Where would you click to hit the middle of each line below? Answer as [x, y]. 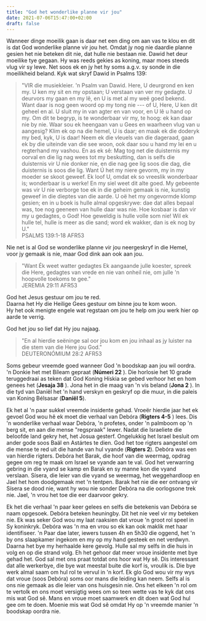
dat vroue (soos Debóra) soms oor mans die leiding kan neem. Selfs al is [98, 579]
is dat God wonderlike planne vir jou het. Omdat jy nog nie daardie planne [99, 47]
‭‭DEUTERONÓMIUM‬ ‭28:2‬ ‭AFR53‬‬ [62, 354]
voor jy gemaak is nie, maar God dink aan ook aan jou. [75, 254]
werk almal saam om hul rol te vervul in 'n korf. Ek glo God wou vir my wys [101, 572]
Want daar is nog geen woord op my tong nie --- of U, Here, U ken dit [109, 105]
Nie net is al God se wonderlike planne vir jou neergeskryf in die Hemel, [97, 248]
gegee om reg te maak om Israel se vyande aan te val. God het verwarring [100, 463]
